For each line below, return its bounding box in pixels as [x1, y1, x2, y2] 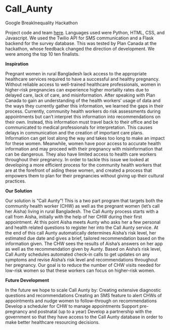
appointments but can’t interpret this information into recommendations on [5, 113, 161, 119]
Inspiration [5, 61, 29, 67]
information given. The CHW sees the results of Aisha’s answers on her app [5, 241, 163, 247]
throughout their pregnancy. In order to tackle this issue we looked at [5, 156, 149, 162]
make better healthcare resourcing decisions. [5, 319, 100, 325]
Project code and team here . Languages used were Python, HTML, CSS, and [5, 29, 165, 35]
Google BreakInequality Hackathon [5, 20, 78, 26]
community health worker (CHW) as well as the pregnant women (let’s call [5, 203, 160, 209]
